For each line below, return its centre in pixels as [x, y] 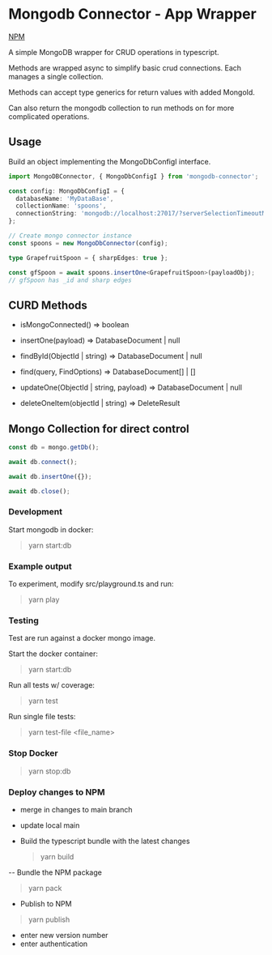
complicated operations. [49, 116]
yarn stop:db [49, 771]
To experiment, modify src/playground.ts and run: [91, 584]
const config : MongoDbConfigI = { [67, 191]
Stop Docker [33, 753]
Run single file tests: [42, 717]
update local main [50, 825]
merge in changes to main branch [76, 809]
